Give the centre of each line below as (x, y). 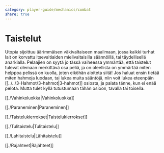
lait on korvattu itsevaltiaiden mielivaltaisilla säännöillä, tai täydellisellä (76, 57)
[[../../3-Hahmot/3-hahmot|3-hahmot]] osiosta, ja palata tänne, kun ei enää (81, 83)
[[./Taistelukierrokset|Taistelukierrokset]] (46, 117)
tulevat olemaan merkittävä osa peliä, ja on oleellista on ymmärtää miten (78, 68)
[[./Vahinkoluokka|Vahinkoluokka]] (40, 98)
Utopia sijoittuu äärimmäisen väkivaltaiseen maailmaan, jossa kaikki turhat (80, 52)
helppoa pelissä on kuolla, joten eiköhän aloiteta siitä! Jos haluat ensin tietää (82, 73)
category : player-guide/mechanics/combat (48, 10)
